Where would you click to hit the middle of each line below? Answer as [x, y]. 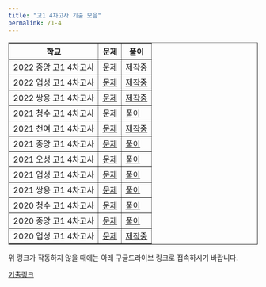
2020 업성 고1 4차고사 [54, 236]
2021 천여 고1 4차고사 [54, 128]
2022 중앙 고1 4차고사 [54, 67]
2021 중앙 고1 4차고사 [54, 143]
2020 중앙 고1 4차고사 [54, 220]
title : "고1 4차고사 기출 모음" [55, 15]
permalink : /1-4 [35, 23]
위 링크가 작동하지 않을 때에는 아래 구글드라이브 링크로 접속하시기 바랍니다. [123, 258]
